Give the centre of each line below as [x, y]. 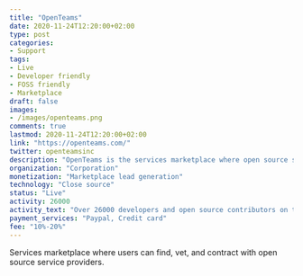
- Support [28, 51]
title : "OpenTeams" [46, 18]
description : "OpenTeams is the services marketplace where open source [149, 160]
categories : [32, 43]
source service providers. [57, 262]
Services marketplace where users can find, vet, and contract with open [143, 252]
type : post [30, 34]
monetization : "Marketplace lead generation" [96, 176]
